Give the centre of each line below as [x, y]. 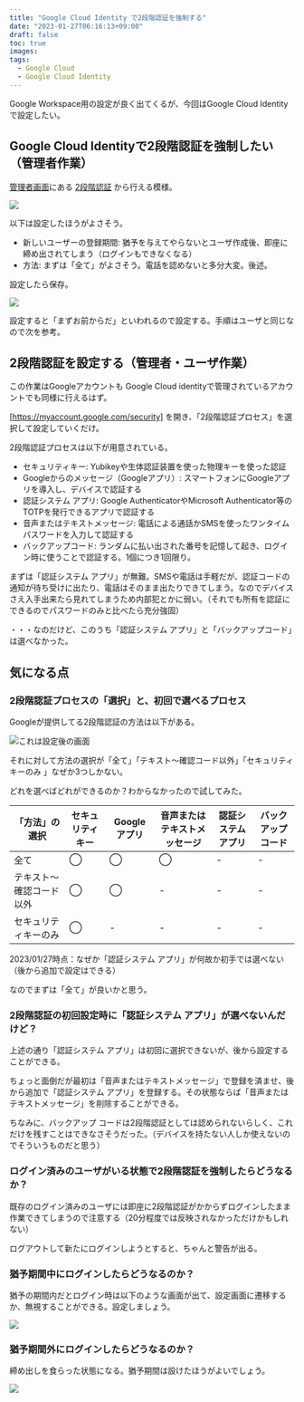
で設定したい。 [37, 115]
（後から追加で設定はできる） [65, 971]
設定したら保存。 [41, 284]
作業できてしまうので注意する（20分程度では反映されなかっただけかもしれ [149, 1217]
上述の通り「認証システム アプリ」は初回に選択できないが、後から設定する [149, 1051]
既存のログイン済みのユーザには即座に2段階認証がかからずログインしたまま [150, 1206]
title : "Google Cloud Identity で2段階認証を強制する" [108, 18]
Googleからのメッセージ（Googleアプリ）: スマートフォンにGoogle [148, 478]
